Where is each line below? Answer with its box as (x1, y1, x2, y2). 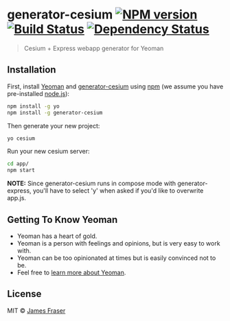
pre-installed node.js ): (7, 89, 70, 97)
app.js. (7, 194, 26, 202)
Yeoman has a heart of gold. (16, 232, 97, 240)
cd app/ (7, 160, 30, 167)
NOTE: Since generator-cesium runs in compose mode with (7, 179, 176, 188)
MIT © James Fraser (7, 306, 66, 315)
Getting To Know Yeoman (7, 213, 118, 226)
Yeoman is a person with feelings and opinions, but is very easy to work (16, 239, 221, 247)
